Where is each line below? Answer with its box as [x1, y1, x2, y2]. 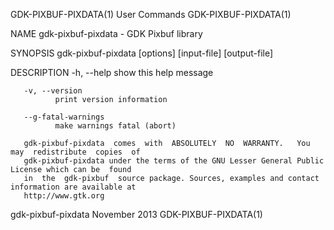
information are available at [10, 182, 137, 192]
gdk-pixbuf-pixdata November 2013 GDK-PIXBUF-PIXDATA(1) [10, 209, 263, 220]
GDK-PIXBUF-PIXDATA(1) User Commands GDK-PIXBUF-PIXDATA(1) [10, 9, 292, 20]
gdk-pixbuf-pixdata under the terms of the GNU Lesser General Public [23, 156, 325, 166]
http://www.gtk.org [23, 191, 105, 201]
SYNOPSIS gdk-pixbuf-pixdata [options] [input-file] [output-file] [10, 47, 274, 59]
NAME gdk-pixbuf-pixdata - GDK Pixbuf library [10, 28, 203, 39]
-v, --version [23, 86, 83, 96]
